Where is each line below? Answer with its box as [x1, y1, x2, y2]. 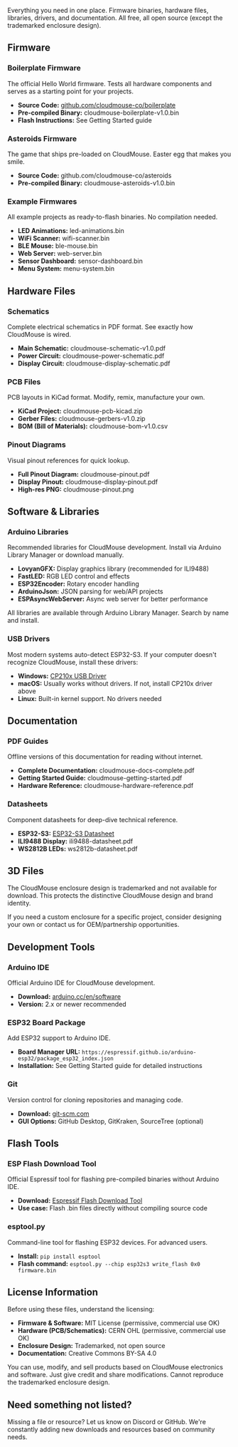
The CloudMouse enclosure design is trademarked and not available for [7, 883, 217, 893]
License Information [7, 1286, 98, 1298]
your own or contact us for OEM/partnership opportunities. [7, 920, 180, 929]
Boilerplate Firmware [7, 63, 82, 73]
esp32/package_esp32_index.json [17, 1055, 114, 1062]
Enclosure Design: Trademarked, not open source [17, 1342, 166, 1350]
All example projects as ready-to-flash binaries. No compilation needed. [7, 213, 218, 222]
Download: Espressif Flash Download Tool [17, 1196, 143, 1205]
